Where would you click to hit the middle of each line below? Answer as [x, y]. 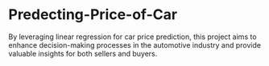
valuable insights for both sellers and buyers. [83, 53]
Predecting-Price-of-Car [93, 15]
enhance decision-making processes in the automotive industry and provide [135, 45]
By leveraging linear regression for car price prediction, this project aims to [132, 37]
